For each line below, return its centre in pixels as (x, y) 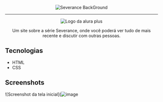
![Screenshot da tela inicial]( (33, 94)
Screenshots (25, 83)
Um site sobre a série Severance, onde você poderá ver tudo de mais (81, 31)
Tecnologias (24, 51)
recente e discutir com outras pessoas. (81, 36)
